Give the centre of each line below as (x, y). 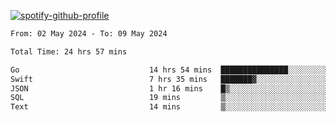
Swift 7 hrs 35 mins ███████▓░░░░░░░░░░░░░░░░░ (171, 79)
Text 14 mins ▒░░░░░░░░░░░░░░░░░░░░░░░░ (171, 107)
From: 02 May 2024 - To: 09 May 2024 (89, 34)
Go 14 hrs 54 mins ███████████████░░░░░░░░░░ (171, 70)
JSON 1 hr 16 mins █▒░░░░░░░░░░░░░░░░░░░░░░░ (171, 88)
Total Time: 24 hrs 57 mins (69, 51)
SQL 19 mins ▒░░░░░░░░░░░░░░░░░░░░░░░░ (171, 98)
